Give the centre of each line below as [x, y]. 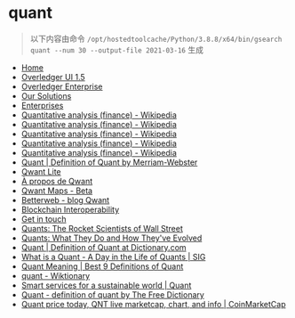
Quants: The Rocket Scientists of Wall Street [102, 228]
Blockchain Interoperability [70, 209]
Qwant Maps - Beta [57, 191]
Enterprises [42, 105]
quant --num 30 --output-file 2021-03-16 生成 [116, 49]
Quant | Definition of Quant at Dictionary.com [104, 247]
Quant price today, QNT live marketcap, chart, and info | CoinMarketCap [153, 304]
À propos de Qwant [57, 181]
